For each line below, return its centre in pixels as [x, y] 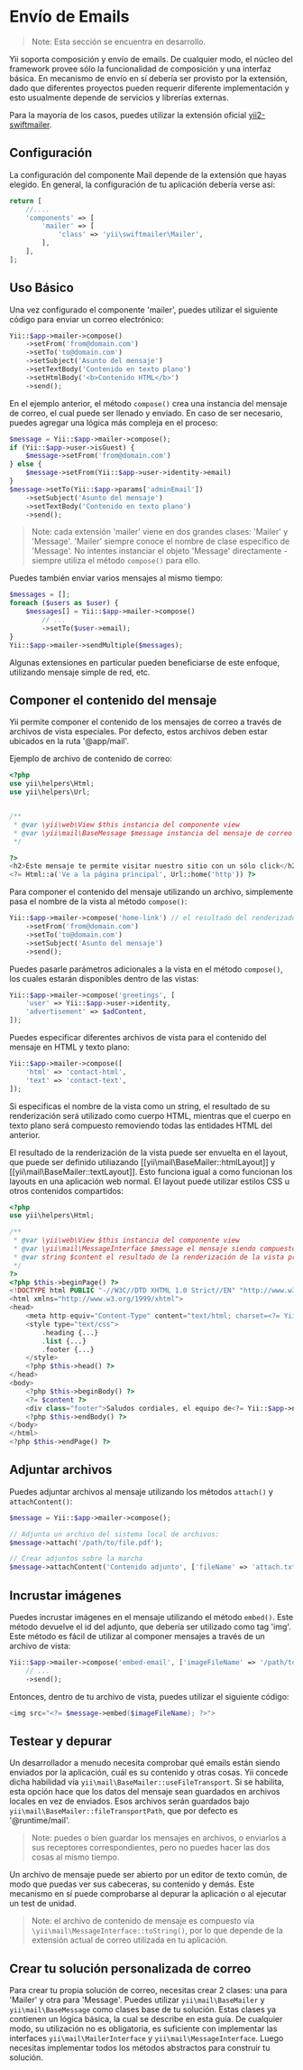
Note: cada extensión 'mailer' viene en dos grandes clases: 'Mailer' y [160, 532]
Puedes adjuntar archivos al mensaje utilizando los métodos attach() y [141, 1491]
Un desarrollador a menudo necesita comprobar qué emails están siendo [145, 1763]
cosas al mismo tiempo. [75, 1857]
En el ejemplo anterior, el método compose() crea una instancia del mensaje [148, 403]
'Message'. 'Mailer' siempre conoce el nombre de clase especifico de [161, 541]
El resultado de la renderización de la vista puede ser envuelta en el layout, [149, 1152]
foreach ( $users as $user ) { [64, 603]
